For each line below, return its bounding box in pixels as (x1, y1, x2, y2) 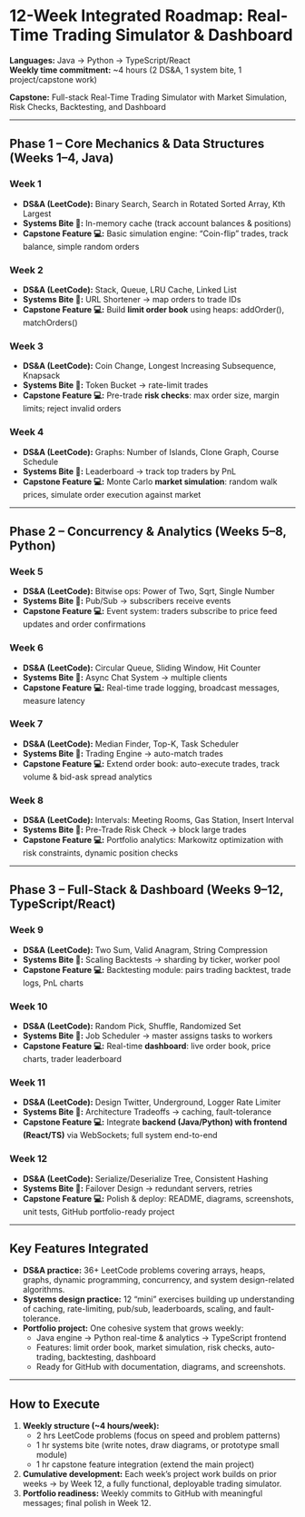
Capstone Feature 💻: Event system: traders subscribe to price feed (22, 606, 278, 617)
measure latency (22, 695, 85, 706)
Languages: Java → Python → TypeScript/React (9, 55, 191, 65)
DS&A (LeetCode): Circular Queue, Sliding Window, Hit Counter (22, 662, 261, 673)
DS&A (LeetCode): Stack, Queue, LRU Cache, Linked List (22, 283, 238, 295)
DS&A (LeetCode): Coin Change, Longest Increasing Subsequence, (22, 361, 277, 372)
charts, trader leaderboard (22, 1054, 123, 1065)
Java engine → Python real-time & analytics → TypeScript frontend (35, 1333, 287, 1343)
